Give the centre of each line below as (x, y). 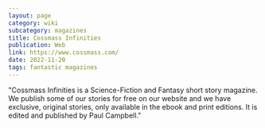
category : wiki (33, 23)
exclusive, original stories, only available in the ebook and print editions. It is (133, 107)
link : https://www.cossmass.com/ (64, 52)
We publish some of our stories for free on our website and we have (120, 98)
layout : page (30, 16)
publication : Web (37, 45)
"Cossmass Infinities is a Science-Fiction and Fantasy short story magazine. (133, 90)
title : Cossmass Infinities (55, 38)
